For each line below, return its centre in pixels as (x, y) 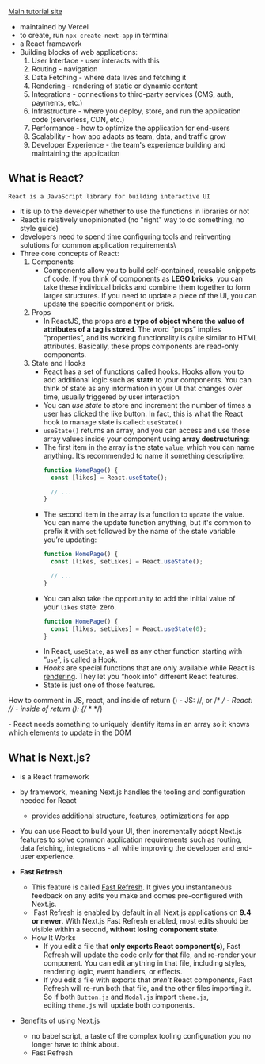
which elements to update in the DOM (70, 732)
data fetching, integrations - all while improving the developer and (127, 848)
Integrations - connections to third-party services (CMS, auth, (132, 94)
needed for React (48, 801)
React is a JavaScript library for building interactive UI (110, 196)
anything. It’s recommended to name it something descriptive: (144, 455)
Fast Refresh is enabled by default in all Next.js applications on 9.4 (142, 912)
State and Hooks (59, 363)
